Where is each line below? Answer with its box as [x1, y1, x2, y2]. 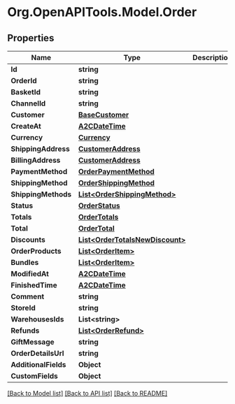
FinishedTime [10, 280, 57, 290]
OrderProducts [10, 246, 62, 256]
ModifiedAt [10, 269, 49, 278]
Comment [10, 291, 45, 301]
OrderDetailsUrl [10, 349, 64, 358]
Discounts [10, 235, 45, 245]
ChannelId [10, 99, 46, 108]
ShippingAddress [10, 144, 70, 154]
